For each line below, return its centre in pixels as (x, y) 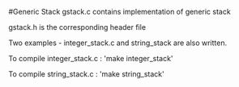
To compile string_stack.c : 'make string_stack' (86, 74)
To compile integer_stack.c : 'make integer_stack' (91, 58)
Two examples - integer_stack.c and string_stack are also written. (118, 43)
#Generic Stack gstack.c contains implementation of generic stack (119, 12)
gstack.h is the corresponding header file (77, 27)
